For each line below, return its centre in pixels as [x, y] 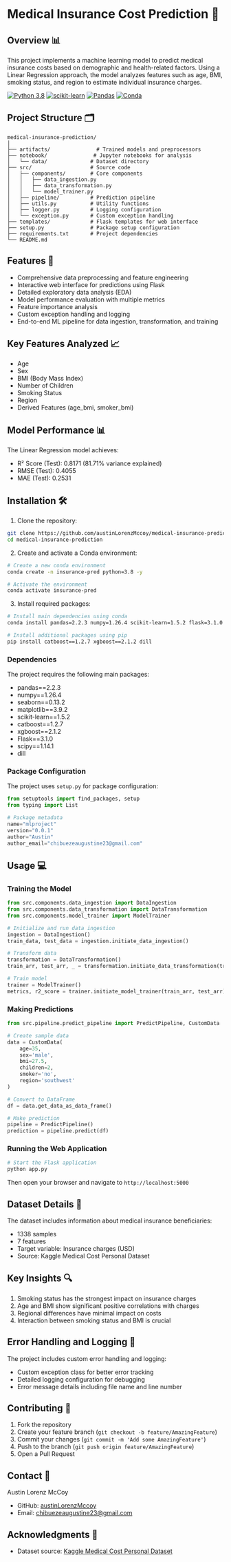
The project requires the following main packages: [78, 675]
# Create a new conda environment [57, 565]
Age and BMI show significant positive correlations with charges [108, 1306]
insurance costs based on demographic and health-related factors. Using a [113, 67]
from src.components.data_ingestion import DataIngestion [92, 903]
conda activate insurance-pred [52, 591]
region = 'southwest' [47, 1081]
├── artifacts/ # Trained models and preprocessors [104, 149]
